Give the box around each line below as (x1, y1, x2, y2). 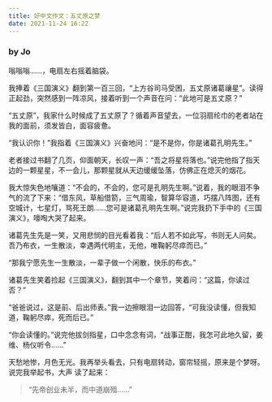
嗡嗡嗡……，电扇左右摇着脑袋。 (8, 66, 114, 76)
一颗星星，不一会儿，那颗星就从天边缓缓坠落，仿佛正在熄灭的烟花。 (22, 165, 250, 175)
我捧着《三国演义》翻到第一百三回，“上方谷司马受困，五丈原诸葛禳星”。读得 (8, 83, 264, 93)
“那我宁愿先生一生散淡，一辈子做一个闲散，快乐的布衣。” (8, 257, 196, 267)
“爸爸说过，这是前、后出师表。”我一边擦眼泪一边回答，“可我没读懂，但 (8, 302, 242, 312)
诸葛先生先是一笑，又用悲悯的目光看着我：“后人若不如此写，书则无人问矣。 (8, 230, 261, 240)
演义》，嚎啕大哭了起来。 (8, 213, 91, 223)
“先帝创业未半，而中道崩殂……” (28, 384, 132, 394)
